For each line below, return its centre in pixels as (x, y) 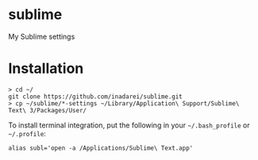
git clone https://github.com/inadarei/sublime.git (95, 97)
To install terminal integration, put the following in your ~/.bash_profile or (129, 125)
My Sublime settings (42, 36)
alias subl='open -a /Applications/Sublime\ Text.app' (101, 148)
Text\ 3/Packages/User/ (48, 110)
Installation (46, 69)
